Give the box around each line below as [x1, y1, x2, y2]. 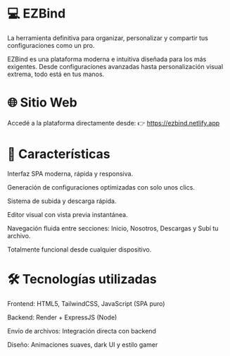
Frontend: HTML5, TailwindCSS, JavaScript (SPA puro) [7, 299, 165, 307]
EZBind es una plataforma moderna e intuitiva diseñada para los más [7, 54, 207, 63]
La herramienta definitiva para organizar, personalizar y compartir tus [7, 33, 209, 42]
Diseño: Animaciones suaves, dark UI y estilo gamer [7, 340, 158, 349]
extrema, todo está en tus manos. [7, 70, 105, 78]
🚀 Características [7, 146, 110, 162]
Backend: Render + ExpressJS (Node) [7, 313, 117, 321]
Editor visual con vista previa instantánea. [7, 210, 128, 219]
